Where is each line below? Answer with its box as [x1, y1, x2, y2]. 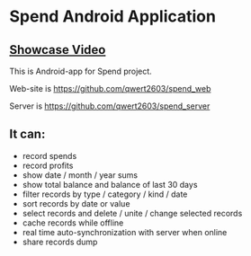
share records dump [22, 236, 98, 247]
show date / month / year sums [22, 169, 138, 181]
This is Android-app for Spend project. [9, 66, 153, 76]
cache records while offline [22, 217, 124, 228]
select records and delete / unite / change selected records [22, 207, 243, 218]
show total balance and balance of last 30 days [22, 179, 198, 190]
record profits [22, 160, 74, 171]
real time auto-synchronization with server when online [22, 226, 228, 237]
